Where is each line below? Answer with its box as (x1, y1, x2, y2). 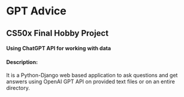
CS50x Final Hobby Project (6, 28, 109, 38)
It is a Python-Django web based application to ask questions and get (6, 72, 178, 79)
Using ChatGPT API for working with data (6, 45, 111, 52)
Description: (6, 58, 38, 65)
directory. (6, 84, 30, 92)
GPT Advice (6, 4, 67, 18)
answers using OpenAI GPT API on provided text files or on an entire (6, 78, 175, 85)
